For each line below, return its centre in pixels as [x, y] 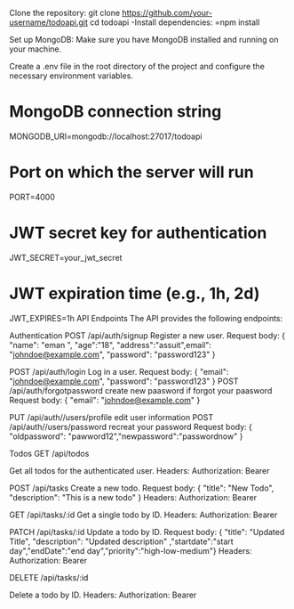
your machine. [36, 49]
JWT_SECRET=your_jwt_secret [66, 257]
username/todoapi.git [49, 22]
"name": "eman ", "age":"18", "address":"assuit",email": [110, 345]
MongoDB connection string [115, 112]
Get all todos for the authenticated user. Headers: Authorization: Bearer [139, 470]
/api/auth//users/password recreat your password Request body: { [131, 426]
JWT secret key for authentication [138, 233]
